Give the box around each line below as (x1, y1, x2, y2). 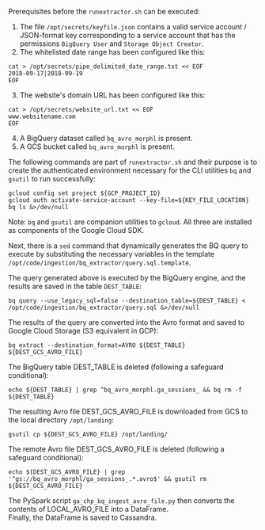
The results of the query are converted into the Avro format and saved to (8, 318, 245, 327)
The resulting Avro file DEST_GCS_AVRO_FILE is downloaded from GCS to (8, 407, 248, 416)
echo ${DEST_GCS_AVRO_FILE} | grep (8, 468, 126, 476)
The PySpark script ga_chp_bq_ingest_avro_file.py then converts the (8, 496, 235, 505)
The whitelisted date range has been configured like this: (19, 48, 206, 56)
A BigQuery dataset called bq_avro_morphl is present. (19, 134, 193, 143)
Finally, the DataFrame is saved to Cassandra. (8, 513, 157, 522)
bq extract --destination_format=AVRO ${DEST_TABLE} (8, 341, 186, 349)
